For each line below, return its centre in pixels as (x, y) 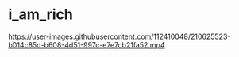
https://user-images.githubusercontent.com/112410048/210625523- (119, 36)
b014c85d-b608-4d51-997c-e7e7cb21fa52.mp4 (87, 44)
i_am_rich (41, 15)
